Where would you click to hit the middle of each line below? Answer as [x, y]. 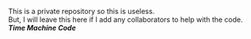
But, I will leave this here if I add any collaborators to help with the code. [125, 19]
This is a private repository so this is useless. [82, 11]
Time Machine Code [42, 28]
